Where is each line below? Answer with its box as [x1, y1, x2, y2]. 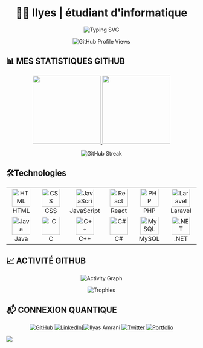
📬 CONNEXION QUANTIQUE [6, 304, 117, 315]
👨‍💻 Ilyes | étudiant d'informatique [15, 6, 188, 20]
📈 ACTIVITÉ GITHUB [6, 255, 86, 266]
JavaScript [69, 206, 100, 215]
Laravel [170, 206, 192, 215]
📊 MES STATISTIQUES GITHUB [6, 56, 125, 67]
